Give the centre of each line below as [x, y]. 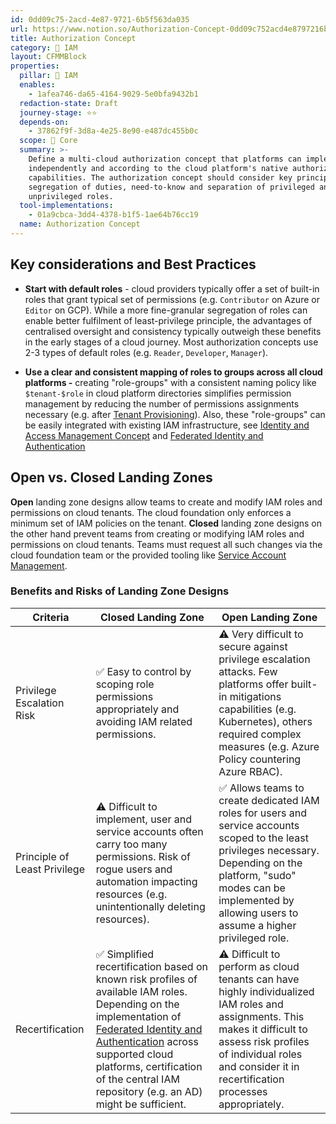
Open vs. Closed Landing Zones [111, 477]
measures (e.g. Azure [269, 746]
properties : [35, 66]
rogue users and [134, 869]
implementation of [138, 1016]
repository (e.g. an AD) [149, 1091]
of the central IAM [137, 1079]
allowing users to [258, 913]
